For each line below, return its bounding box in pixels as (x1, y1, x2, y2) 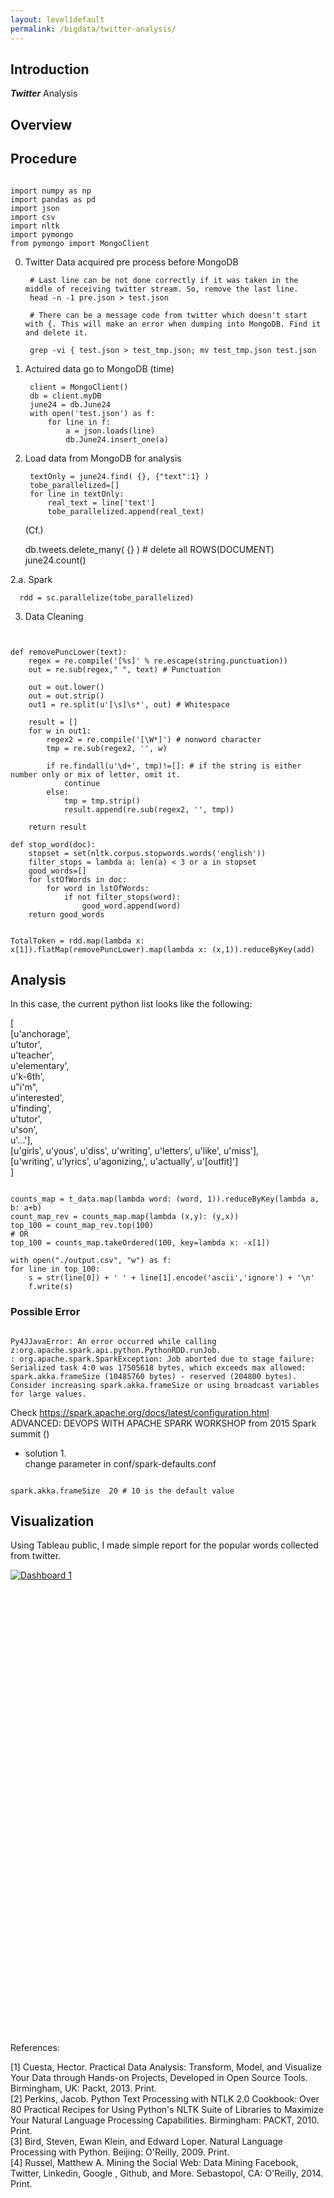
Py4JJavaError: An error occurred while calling (10, 1336, 217, 1346)
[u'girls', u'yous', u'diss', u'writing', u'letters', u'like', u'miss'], (10, 1145, 260, 1157)
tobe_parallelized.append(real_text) (47, 506, 205, 516)
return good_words (28, 909, 105, 920)
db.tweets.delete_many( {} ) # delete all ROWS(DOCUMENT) (24, 543, 275, 555)
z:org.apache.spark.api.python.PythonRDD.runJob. (10, 1345, 222, 1355)
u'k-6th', (10, 1071, 45, 1083)
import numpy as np (10, 186, 92, 196)
